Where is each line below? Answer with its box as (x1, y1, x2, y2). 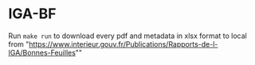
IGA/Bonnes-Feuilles (8, 48, 76, 57)
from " (8, 39, 29, 48)
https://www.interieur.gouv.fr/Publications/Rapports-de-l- (29, 39, 218, 48)
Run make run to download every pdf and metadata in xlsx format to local (8, 31, 247, 40)
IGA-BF (8, 5, 57, 23)
